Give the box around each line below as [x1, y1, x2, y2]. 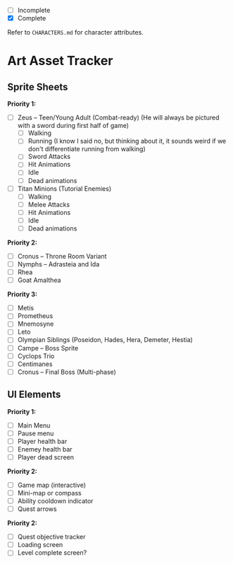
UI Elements [7, 389, 61, 401]
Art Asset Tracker [7, 53, 113, 69]
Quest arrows [17, 505, 58, 513]
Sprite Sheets [7, 81, 68, 93]
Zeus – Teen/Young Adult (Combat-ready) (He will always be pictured [17, 113, 220, 122]
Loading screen [17, 541, 63, 549]
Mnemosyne [17, 319, 54, 328]
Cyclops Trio [17, 351, 55, 360]
